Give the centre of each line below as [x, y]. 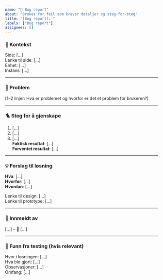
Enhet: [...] [15, 66]
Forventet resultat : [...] [35, 149]
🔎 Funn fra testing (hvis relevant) [44, 246]
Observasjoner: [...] [24, 267]
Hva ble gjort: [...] [23, 262]
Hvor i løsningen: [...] [26, 256]
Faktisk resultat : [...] [33, 144]
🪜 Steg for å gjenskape [33, 115]
